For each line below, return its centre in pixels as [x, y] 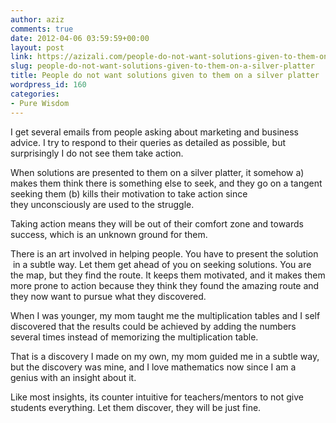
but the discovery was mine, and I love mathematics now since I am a [153, 367]
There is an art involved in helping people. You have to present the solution [164, 253]
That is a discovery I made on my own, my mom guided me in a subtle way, [165, 356]
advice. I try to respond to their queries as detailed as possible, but [148, 142]
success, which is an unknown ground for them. [109, 234]
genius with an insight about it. [73, 377]
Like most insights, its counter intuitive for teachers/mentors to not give [157, 397]
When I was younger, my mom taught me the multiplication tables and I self [165, 315]
